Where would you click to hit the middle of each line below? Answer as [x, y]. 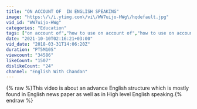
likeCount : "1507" [28, 60]
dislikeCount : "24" [30, 66]
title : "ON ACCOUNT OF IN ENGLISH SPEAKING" [62, 11]
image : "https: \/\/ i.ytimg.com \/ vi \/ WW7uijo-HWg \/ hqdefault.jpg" [87, 17]
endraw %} [20, 101]
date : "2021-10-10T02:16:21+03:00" [50, 39]
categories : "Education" [36, 28]
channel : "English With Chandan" [47, 71]
